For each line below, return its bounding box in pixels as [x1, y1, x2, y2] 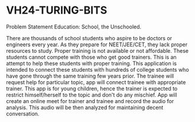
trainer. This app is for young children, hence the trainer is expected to [6, 85, 178, 92]
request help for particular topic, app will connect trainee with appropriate [6, 78, 186, 86]
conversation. [6, 110, 40, 117]
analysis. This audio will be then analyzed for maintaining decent [6, 104, 164, 111]
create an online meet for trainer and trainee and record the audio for [6, 97, 174, 104]
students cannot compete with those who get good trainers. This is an [6, 53, 177, 60]
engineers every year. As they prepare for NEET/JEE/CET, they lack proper [6, 41, 188, 48]
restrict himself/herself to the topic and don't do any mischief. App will [6, 91, 177, 98]
